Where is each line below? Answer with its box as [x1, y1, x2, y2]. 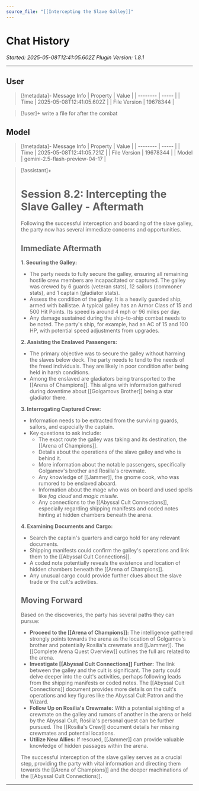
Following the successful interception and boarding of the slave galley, [20, 220, 193, 227]
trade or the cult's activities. [29, 578, 98, 585]
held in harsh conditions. [29, 368, 90, 376]
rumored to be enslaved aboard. [38, 480, 117, 487]
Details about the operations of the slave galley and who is [38, 448, 182, 455]
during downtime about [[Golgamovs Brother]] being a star [29, 387, 173, 394]
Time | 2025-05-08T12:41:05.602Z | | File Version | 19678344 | [20, 98, 175, 105]
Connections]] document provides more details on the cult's [29, 685, 176, 693]
